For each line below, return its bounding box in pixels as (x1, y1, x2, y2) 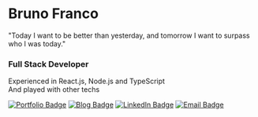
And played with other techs (8, 85, 100, 94)
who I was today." (8, 38, 66, 48)
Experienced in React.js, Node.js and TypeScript (8, 76, 166, 86)
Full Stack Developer (8, 58, 89, 69)
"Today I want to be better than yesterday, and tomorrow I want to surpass (8, 31, 250, 40)
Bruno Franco (8, 5, 99, 23)
